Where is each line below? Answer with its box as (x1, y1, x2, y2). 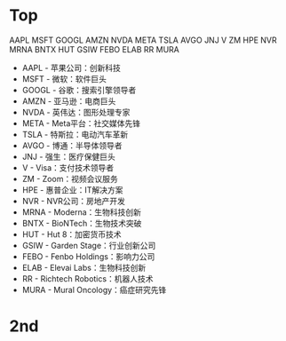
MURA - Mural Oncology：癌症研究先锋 (21, 284, 167, 295)
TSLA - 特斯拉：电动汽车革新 (21, 129, 129, 139)
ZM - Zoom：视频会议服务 (21, 173, 118, 184)
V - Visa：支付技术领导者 (21, 162, 115, 173)
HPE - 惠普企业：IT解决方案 (21, 184, 123, 195)
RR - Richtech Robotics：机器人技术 (21, 273, 154, 284)
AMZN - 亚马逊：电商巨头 (21, 95, 116, 107)
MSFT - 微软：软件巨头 (21, 73, 107, 84)
